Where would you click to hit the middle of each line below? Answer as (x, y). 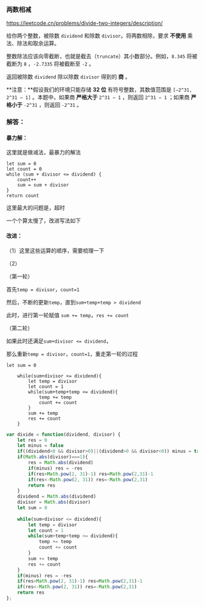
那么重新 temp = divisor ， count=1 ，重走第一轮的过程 (72, 354)
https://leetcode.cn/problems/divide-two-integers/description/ (85, 23)
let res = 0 (32, 440)
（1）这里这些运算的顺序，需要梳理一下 (55, 250)
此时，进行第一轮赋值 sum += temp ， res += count (68, 315)
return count (23, 196)
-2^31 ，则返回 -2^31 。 (53, 105)
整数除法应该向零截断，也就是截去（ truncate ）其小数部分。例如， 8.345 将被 (102, 57)
